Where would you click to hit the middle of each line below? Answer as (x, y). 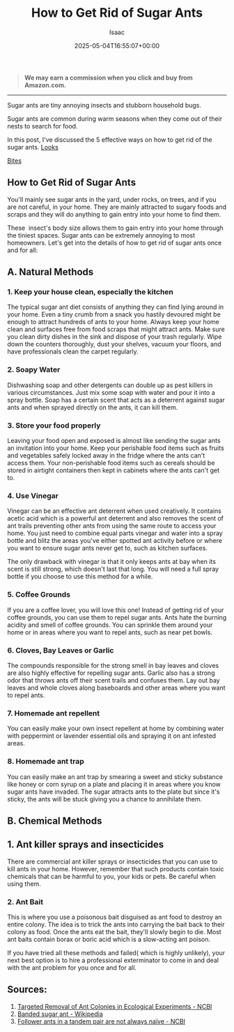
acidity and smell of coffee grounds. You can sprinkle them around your (110, 625)
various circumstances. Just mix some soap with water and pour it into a (111, 392)
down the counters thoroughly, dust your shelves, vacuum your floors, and (114, 344)
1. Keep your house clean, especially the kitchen (91, 292)
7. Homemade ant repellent (53, 713)
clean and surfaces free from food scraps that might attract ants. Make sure (116, 329)
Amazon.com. (45, 85)
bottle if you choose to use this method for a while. (80, 576)
